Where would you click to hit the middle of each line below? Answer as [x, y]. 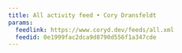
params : [21, 23]
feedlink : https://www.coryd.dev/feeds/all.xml [95, 30]
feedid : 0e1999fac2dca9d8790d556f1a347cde [86, 37]
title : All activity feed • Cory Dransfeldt [82, 15]
